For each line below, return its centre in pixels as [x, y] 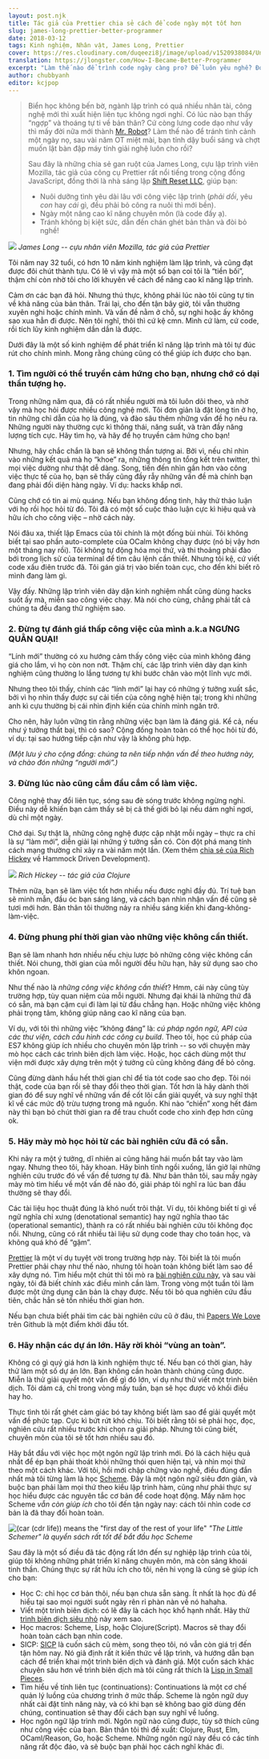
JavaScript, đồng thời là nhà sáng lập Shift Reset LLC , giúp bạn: [132, 180]
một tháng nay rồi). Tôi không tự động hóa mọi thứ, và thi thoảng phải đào [130, 550]
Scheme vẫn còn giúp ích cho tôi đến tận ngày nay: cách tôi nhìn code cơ [129, 1504]
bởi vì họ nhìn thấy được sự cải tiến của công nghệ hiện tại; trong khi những [133, 697]
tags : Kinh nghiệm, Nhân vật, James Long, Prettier [96, 46]
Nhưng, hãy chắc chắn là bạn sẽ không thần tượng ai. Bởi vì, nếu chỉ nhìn [128, 450]
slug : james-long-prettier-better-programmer [85, 30]
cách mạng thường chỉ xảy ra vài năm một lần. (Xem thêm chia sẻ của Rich [131, 850]
